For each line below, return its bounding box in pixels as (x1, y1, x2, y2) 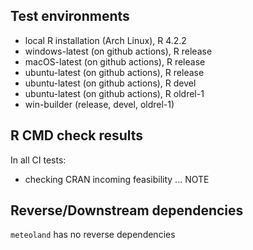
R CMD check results (10, 127, 144, 144)
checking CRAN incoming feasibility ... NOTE (24, 173, 210, 185)
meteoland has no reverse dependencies (10, 229, 176, 241)
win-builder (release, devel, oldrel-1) (24, 98, 175, 110)
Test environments (10, 8, 130, 25)
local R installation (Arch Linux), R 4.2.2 (24, 34, 187, 46)
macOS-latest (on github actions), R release (24, 55, 206, 68)
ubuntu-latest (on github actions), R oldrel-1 (24, 87, 205, 99)
